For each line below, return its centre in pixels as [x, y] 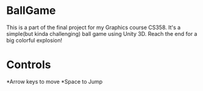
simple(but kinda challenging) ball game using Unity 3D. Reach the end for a [102, 33]
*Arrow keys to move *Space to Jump [55, 81]
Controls [29, 65]
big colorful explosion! [34, 40]
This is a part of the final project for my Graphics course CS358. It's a [94, 27]
